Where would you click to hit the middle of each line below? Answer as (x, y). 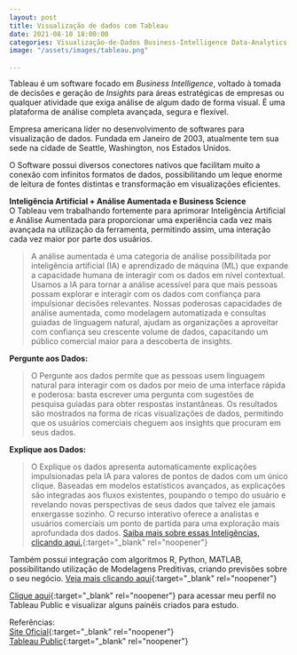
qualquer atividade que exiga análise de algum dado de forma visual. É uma (147, 102)
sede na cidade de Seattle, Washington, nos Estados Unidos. (121, 148)
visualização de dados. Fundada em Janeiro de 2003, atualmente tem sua (144, 139)
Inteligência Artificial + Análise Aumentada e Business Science (128, 202)
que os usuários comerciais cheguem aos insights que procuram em (156, 423)
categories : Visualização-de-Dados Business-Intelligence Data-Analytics (148, 42)
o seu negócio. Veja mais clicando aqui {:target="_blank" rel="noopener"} (143, 579)
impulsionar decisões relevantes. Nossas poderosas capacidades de (156, 304)
